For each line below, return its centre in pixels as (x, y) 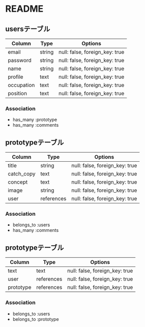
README (24, 9)
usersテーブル (28, 29)
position (17, 93)
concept (18, 182)
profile (16, 77)
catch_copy (22, 174)
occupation (21, 85)
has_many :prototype (35, 120)
